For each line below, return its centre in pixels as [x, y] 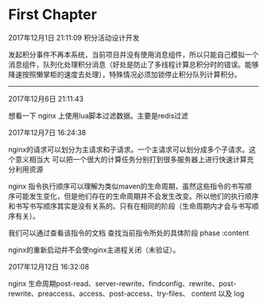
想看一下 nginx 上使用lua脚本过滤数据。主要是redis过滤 [99, 115]
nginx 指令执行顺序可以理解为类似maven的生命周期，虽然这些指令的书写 [127, 186]
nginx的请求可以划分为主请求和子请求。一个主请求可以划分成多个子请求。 [129, 149]
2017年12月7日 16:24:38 [47, 132]
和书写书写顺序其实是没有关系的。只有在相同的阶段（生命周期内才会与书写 [130, 206]
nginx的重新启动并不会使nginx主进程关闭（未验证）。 [94, 250]
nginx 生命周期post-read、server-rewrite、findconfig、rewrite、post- [122, 283]
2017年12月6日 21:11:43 [46, 99]
